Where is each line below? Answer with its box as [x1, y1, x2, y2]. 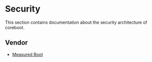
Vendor [5, 39, 28, 47]
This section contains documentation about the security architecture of [5, 19, 147, 25]
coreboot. [5, 24, 25, 30]
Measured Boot [12, 51, 43, 57]
